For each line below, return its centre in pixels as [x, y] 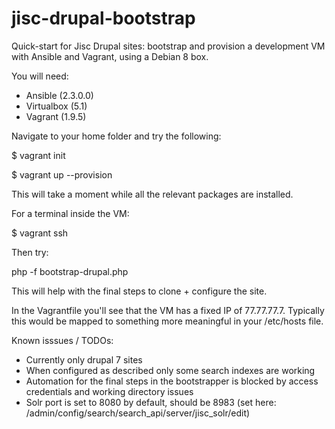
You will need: [40, 76]
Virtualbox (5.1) [56, 106]
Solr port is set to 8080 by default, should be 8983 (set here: [151, 402]
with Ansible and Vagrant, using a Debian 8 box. [110, 56]
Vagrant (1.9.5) [56, 116]
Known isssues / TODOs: [62, 340]
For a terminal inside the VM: [70, 213]
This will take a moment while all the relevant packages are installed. [152, 194]
